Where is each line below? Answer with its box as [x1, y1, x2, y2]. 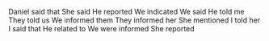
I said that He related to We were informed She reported [8, 24, 195, 33]
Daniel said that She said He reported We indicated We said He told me [8, 7, 245, 16]
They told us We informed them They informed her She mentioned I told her [8, 15, 261, 25]
